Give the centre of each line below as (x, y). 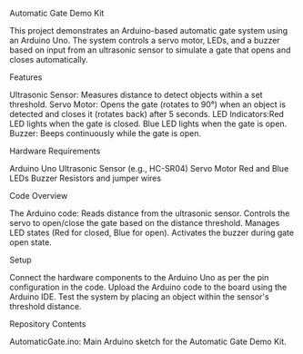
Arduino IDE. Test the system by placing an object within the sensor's (140, 297)
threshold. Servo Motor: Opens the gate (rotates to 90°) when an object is (148, 104)
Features (26, 77)
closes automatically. (49, 59)
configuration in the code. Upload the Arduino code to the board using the (148, 287)
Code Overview (39, 196)
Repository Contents (48, 324)
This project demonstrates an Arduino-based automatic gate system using (149, 30)
